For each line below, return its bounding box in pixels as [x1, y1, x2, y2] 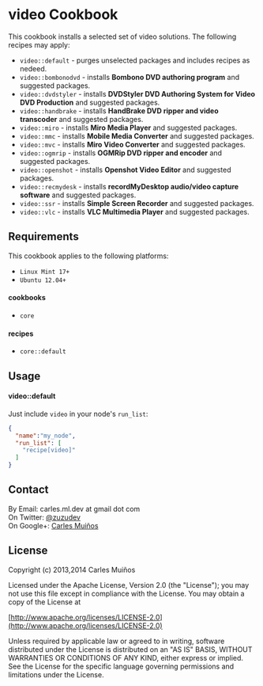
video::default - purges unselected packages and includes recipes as [19, 55, 250, 65]
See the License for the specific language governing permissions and [8, 661, 235, 671]
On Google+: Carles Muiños [8, 520, 99, 530]
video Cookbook [8, 6, 118, 24]
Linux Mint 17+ [19, 268, 70, 276]
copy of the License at [8, 596, 81, 607]
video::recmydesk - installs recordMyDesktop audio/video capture [19, 181, 239, 191]
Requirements [8, 230, 79, 243]
